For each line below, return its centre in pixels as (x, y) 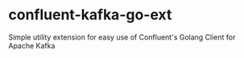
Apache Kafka (32, 45)
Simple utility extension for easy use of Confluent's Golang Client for (122, 37)
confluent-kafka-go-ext (90, 15)
